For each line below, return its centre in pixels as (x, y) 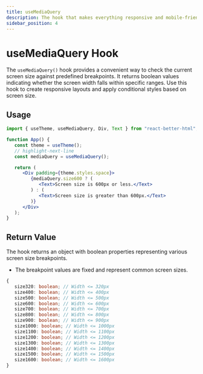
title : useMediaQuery (34, 12)
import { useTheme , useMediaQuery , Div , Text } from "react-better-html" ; (102, 129)
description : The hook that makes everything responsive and (85, 18)
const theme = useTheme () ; (48, 145)
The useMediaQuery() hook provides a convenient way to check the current (99, 70)
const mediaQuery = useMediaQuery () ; (62, 156)
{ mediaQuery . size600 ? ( (62, 179)
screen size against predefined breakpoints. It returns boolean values (93, 76)
